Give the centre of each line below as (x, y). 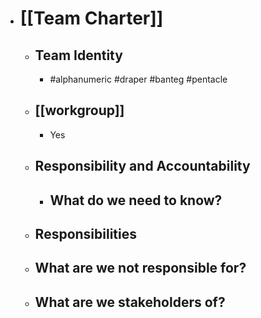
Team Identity (78, 55)
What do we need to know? (136, 200)
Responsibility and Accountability (142, 166)
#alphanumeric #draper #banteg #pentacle (138, 79)
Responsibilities (86, 233)
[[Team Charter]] (91, 18)
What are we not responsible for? (140, 268)
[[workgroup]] (79, 110)
